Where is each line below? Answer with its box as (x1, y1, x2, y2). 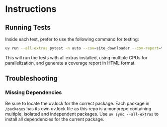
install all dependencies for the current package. (5, 116, 104, 122)
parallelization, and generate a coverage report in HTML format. (5, 60, 136, 66)
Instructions (5, 3, 57, 15)
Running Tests (5, 23, 51, 32)
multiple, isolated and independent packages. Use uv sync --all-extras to (5, 111, 159, 117)
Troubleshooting (5, 74, 58, 83)
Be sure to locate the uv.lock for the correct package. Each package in (5, 100, 150, 106)
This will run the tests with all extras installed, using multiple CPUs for (5, 54, 148, 60)
